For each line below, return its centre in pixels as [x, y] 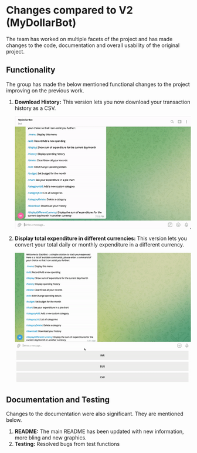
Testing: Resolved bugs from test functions [67, 444]
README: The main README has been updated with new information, [99, 432]
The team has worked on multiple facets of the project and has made [89, 39]
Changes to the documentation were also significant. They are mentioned [95, 414]
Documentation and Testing [58, 400]
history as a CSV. [35, 108]
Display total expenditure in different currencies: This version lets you [101, 238]
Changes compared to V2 [69, 10]
